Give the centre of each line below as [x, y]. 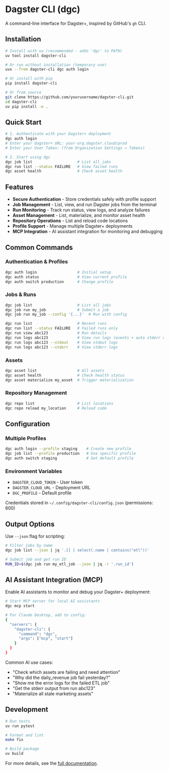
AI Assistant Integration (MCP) [54, 580]
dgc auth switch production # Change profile [59, 282]
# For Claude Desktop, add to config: [46, 615]
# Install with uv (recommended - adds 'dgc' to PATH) [64, 51]
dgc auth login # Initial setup [58, 272]
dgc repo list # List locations [59, 403]
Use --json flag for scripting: [35, 536]
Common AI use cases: [29, 662]
